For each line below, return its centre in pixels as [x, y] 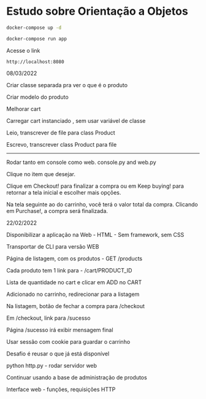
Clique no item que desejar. [41, 174]
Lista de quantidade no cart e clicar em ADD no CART [74, 282]
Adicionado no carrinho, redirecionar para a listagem [73, 294]
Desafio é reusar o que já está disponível [58, 354]
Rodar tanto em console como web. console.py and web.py [81, 162]
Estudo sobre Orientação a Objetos [97, 11]
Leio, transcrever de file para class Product [61, 133]
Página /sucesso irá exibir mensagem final [60, 330]
